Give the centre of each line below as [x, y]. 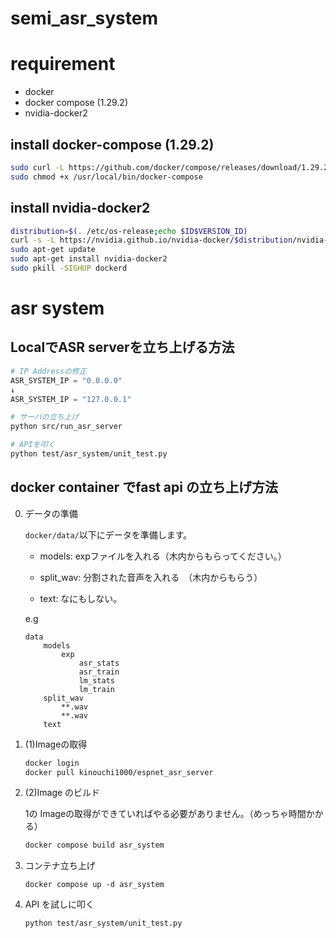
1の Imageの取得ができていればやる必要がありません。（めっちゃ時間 [165, 814]
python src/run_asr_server [66, 427]
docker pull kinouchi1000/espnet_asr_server [119, 772]
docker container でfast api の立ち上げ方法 [144, 487]
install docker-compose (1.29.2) [112, 144]
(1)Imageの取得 [56, 744]
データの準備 [51, 513]
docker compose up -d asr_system [94, 885]
